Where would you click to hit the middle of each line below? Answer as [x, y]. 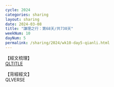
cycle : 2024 [18, 10]
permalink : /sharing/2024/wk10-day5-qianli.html [58, 43]
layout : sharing [22, 19]
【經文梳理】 [18, 58]
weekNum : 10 [18, 33]
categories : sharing [27, 15]
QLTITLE [14, 63]
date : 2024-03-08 [24, 24]
